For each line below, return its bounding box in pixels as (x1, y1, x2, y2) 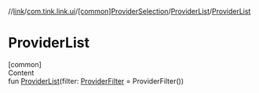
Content (8, 68, 35, 77)
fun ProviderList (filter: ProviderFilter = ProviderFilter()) (8, 76, 184, 85)
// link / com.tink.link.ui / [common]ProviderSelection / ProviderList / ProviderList (8, 7, 251, 16)
